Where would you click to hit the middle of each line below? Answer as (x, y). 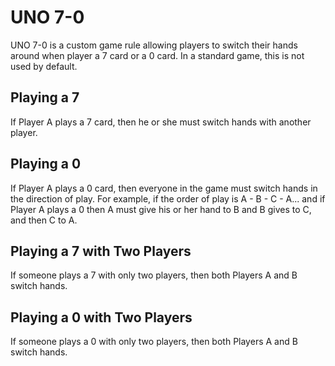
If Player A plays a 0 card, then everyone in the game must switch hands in (164, 188)
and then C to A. (44, 220)
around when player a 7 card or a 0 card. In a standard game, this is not (157, 55)
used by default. (44, 66)
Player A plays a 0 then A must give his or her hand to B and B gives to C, (161, 209)
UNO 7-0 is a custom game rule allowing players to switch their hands (154, 45)
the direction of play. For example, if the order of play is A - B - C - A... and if (168, 198)
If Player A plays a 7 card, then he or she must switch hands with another (161, 122)
